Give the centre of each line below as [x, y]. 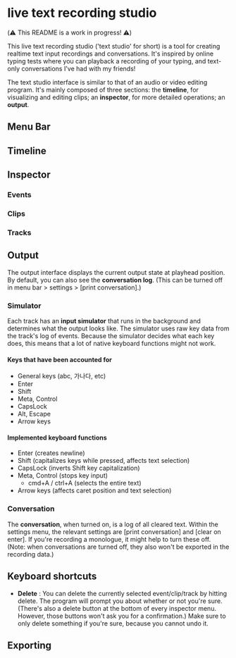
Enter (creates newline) [51, 453]
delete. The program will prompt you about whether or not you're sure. [120, 601]
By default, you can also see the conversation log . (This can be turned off [115, 280]
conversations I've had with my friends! [78, 68]
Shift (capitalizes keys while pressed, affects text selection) [104, 461]
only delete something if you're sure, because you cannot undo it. [113, 623]
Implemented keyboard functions [57, 437]
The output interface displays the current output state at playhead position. [116, 272]
